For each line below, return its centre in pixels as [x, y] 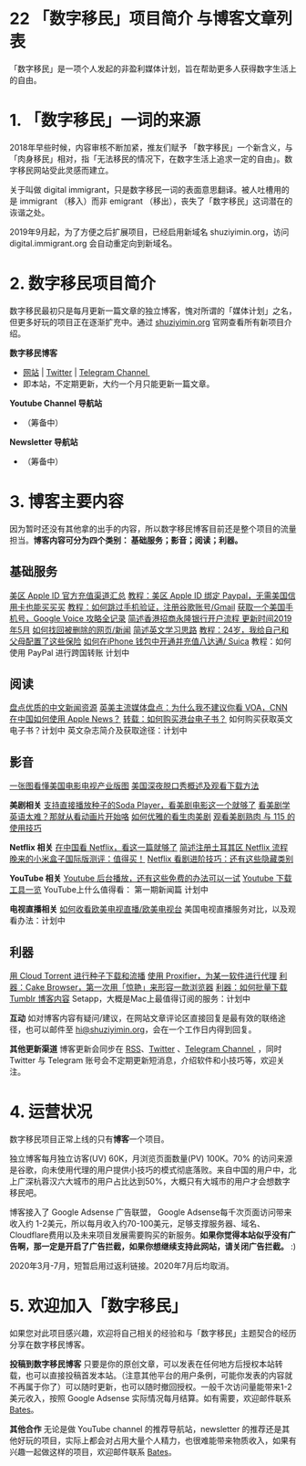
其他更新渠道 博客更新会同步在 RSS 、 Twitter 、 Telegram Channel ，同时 [146, 1049]
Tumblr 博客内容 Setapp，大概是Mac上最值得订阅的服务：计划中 [130, 998]
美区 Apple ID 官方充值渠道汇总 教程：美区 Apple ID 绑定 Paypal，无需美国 [149, 596]
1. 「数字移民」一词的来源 [105, 121]
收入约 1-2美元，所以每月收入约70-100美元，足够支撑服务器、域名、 [138, 1223]
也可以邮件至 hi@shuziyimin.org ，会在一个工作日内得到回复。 [141, 1029]
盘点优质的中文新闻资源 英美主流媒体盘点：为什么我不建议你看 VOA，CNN [149, 708]
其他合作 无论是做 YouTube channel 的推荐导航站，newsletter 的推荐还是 [146, 1429]
